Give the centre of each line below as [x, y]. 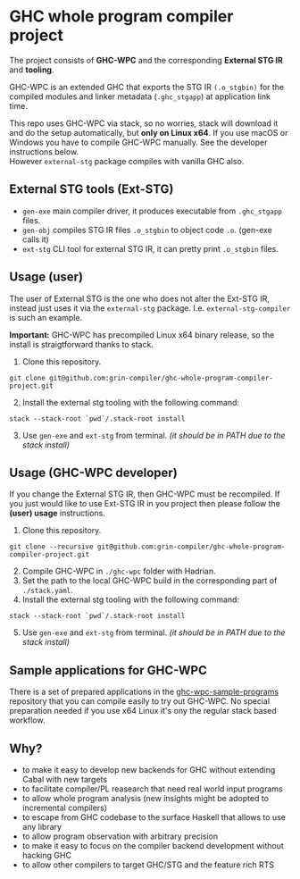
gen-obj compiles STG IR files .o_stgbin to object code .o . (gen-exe [147, 230]
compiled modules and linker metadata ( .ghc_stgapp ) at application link [140, 96]
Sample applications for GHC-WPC [108, 670]
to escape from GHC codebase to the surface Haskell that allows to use [154, 817]
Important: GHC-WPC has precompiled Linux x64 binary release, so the [142, 335]
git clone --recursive [51, 547]
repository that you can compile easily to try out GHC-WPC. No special [140, 701]
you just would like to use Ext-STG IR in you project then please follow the [145, 504]
